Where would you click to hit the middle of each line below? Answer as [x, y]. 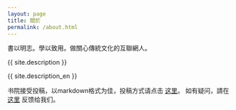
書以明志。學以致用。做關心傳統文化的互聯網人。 [79, 48]
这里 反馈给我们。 [33, 99]
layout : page [27, 14]
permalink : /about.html [43, 27]
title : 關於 [24, 21]
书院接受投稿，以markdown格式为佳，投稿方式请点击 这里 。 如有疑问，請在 [118, 91]
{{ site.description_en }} [42, 76]
